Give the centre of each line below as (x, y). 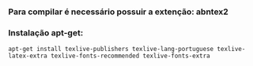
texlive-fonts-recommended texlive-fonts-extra (130, 56)
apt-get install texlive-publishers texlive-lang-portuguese (111, 49)
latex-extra (28, 56)
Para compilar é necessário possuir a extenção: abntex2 (119, 12)
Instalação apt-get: (46, 32)
